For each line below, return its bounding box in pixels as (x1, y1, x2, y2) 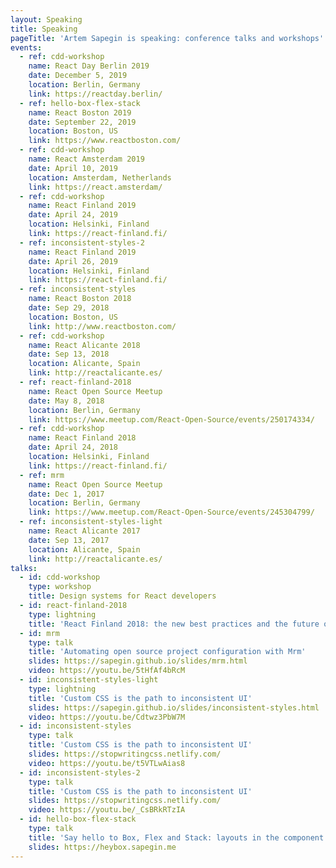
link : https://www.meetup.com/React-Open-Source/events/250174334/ (28, 414, 315, 425)
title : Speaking (10, 24, 78, 34)
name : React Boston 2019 (28, 107, 132, 118)
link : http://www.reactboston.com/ (28, 321, 177, 331)
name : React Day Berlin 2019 (28, 61, 150, 71)
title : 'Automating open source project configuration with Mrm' (28, 647, 307, 657)
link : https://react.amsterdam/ (28, 182, 163, 192)
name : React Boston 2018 (28, 294, 132, 304)
